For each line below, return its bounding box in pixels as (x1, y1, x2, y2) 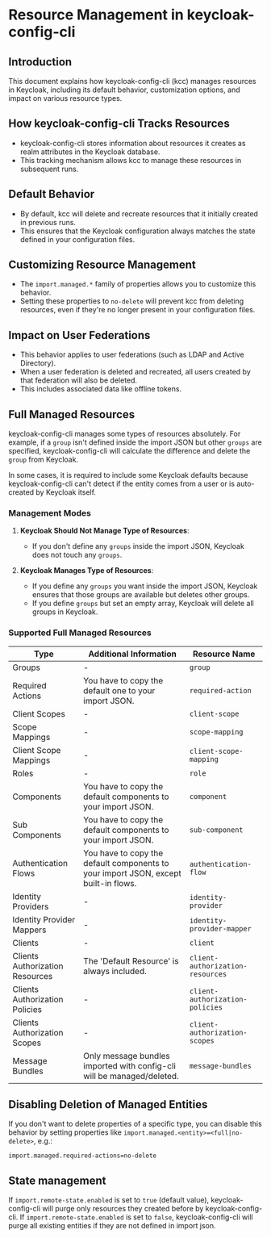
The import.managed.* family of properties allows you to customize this (19, 279, 256, 289)
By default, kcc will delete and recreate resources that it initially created (19, 208, 258, 219)
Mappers (12, 924, 47, 935)
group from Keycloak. (8, 454, 79, 465)
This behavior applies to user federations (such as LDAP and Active (19, 349, 244, 360)
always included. (83, 965, 148, 977)
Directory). (19, 358, 56, 368)
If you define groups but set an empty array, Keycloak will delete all (31, 599, 254, 609)
